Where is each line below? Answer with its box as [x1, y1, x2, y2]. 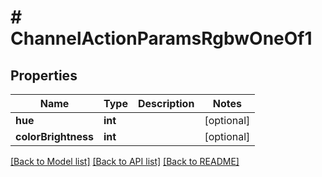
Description [137, 97, 195, 110]
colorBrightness [15, 130, 94, 143]
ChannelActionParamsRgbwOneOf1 [10, 27, 313, 50]
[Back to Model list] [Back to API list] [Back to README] [10, 156, 240, 167]
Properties [10, 67, 78, 84]
